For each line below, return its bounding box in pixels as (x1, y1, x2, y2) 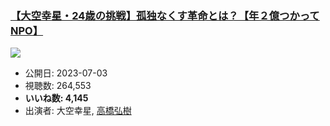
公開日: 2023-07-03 (24, 67, 108, 79)
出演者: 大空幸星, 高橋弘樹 (24, 105, 132, 117)
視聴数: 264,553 (24, 80, 92, 92)
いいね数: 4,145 (24, 92, 89, 104)
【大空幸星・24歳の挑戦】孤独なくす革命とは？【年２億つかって (10, 8, 320, 22)
